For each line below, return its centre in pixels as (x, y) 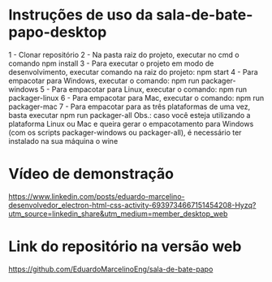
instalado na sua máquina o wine (63, 141)
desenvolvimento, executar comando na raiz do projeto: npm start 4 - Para (133, 72)
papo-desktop (58, 32)
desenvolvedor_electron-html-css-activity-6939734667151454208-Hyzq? (132, 205)
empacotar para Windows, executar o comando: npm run (104, 80)
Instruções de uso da (81, 15)
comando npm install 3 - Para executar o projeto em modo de (111, 63)
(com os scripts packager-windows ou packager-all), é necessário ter (125, 132)
